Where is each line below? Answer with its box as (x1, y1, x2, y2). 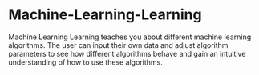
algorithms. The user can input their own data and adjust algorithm (8, 40, 229, 49)
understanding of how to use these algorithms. (8, 57, 163, 67)
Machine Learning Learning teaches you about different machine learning (8, 32, 252, 41)
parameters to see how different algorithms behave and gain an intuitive (8, 49, 246, 58)
